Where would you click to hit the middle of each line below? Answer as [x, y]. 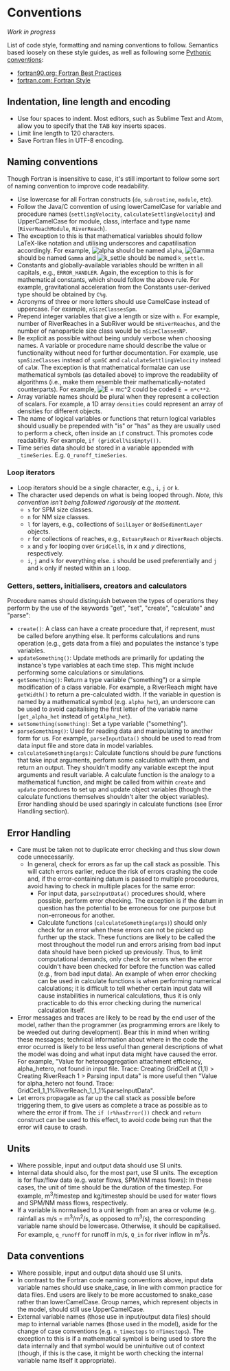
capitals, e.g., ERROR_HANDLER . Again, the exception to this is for [105, 272]
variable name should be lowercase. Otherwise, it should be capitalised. [119, 1226]
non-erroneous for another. [76, 915]
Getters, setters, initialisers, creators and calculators [97, 586]
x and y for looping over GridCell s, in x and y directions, [107, 546]
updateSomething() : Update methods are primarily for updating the [111, 658]
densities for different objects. [60, 411]
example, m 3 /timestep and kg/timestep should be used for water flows [117, 1195]
